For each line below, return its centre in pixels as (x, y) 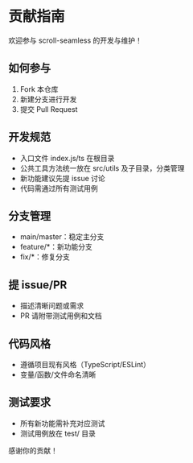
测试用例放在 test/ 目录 (58, 433)
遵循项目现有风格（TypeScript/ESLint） (85, 364)
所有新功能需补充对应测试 (62, 423)
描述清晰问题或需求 (52, 306)
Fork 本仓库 (39, 89)
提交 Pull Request (49, 109)
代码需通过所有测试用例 (59, 188)
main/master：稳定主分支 (62, 237)
